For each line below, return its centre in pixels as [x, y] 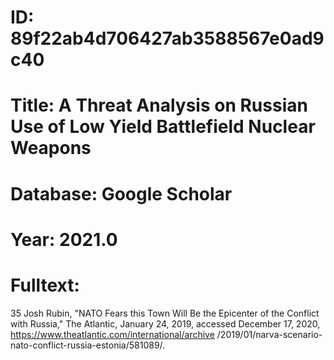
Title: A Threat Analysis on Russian [159, 105]
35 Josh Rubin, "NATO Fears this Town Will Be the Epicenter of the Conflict [165, 313]
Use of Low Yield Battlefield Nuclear [163, 127]
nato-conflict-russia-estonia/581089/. [88, 345]
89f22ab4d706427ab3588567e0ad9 [167, 38]
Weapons [51, 148]
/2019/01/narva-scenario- [269, 334]
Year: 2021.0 [64, 239]
